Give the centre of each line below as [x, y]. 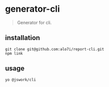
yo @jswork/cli [21, 80]
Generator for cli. [34, 22]
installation [23, 38]
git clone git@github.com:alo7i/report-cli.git [55, 49]
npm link [14, 53]
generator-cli [33, 9]
